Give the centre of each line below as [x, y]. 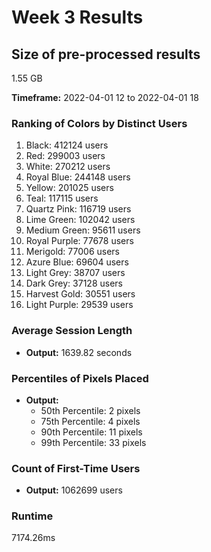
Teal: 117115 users [62, 198]
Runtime [32, 516]
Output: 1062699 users [74, 490]
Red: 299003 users [65, 156]
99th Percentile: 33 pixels [93, 442]
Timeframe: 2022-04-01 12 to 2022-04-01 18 [105, 97]
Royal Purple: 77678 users [79, 241]
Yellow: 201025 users [69, 188]
